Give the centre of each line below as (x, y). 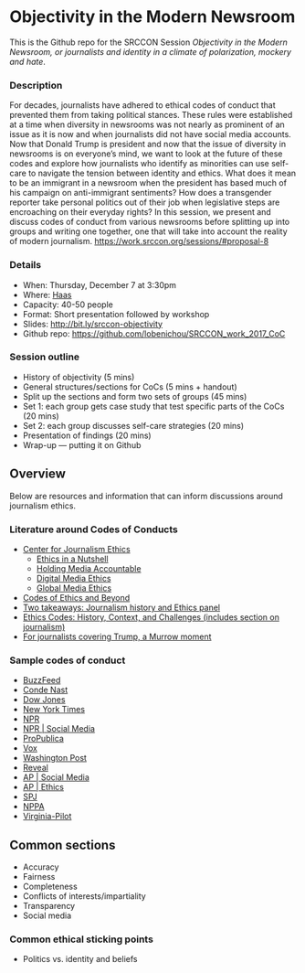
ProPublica (43, 739)
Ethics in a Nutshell (72, 559)
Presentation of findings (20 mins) (87, 435)
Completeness (50, 887)
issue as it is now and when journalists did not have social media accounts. (151, 134)
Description (36, 85)
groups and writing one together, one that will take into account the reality (148, 231)
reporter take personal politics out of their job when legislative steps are (145, 202)
